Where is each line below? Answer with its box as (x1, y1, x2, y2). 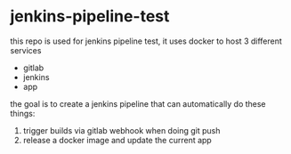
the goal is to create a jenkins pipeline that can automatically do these (10, 98, 266, 109)
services (10, 45, 42, 55)
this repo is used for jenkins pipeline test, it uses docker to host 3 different (10, 36, 283, 46)
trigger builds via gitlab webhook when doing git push (22, 125, 221, 135)
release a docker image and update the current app (22, 134, 212, 145)
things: (10, 108, 36, 118)
